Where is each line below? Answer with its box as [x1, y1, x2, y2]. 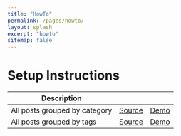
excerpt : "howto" [7, 30, 59, 38]
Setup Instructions [7, 68, 120, 84]
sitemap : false [7, 37, 53, 44]
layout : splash [7, 23, 53, 31]
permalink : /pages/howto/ [7, 17, 84, 24]
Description [41, 93, 82, 103]
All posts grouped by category [11, 105, 113, 115]
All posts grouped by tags [11, 117, 97, 127]
